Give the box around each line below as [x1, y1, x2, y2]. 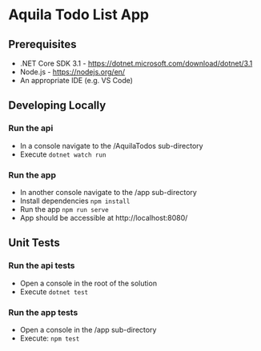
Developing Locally [8, 98, 106, 113]
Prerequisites [8, 38, 77, 51]
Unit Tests [8, 236, 60, 249]
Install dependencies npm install [19, 196, 130, 205]
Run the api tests [8, 260, 75, 271]
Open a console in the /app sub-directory [19, 325, 157, 334]
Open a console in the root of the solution [19, 278, 158, 288]
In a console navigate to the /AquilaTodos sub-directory [19, 141, 203, 150]
